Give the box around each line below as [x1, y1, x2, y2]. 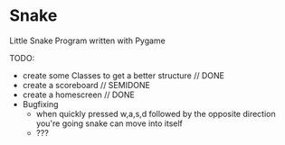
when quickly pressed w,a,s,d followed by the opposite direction [35, 108, 276, 119]
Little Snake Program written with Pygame [9, 35, 166, 46]
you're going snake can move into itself [35, 118, 184, 129]
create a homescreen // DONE [22, 89, 136, 100]
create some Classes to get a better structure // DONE [22, 69, 224, 81]
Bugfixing [22, 98, 59, 109]
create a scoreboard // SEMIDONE [22, 79, 151, 90]
